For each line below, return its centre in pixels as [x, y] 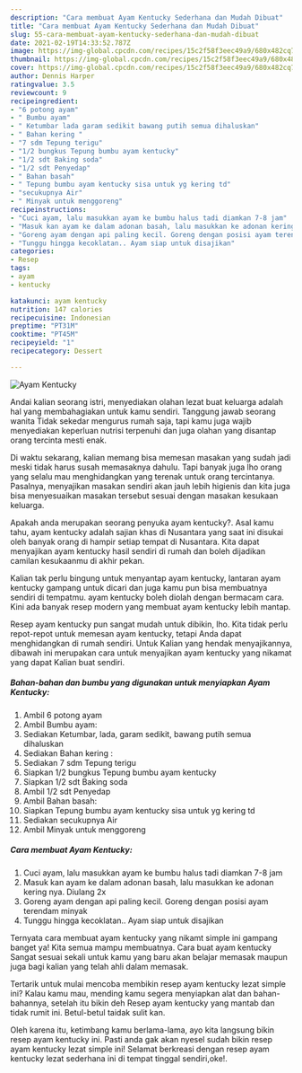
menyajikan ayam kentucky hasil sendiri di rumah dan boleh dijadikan [138, 551]
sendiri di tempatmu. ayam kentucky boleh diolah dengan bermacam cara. [147, 597]
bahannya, [30, 1003]
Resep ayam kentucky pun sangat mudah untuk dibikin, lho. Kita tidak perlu [149, 624]
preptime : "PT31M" [44, 326]
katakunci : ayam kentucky [58, 301]
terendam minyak [55, 910]
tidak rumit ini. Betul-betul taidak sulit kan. [88, 1012]
